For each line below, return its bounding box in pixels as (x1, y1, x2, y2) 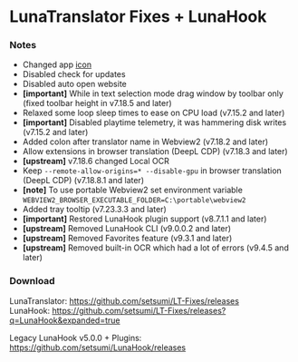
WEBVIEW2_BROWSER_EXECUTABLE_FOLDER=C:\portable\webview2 (22, 196, 246, 205)
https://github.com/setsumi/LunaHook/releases (9, 342, 187, 353)
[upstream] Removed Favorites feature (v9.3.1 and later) (22, 233, 233, 244)
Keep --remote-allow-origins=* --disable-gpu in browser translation (22, 165, 283, 176)
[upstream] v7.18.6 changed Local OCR (22, 156, 169, 167)
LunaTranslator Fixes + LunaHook (9, 6, 267, 27)
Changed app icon (22, 59, 92, 70)
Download (9, 275, 56, 288)
